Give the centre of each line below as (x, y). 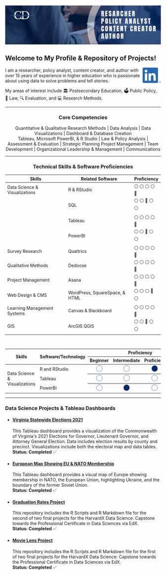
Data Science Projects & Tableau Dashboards (60, 408)
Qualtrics (78, 251)
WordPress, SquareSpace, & (97, 292)
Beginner (99, 360)
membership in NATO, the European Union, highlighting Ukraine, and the (86, 480)
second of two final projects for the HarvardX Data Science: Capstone (83, 518)
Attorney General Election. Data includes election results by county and (85, 441)
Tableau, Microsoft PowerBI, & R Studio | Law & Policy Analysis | (83, 139)
